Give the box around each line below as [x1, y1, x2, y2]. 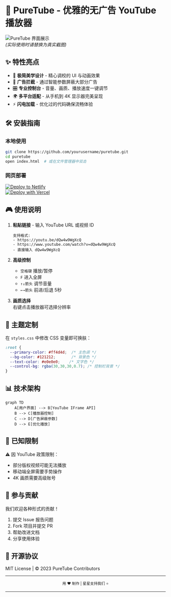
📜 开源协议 [5, 552, 38, 560]
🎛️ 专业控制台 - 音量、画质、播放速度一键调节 [12, 85, 108, 91]
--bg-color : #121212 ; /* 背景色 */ [10, 354, 97, 359]
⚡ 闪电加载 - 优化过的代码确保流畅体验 [12, 101, 93, 107]
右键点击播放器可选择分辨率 [12, 304, 71, 310]
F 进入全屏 [20, 274, 42, 280]
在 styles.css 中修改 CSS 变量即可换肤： [5, 334, 92, 341]
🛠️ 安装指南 [5, 119, 41, 128]
